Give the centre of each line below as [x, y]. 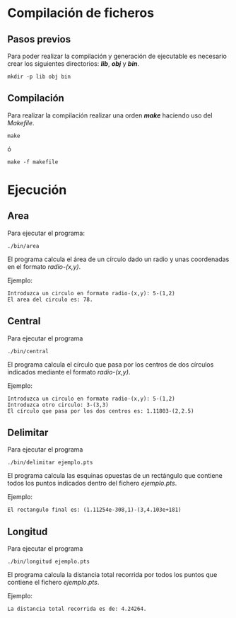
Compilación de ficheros [81, 13]
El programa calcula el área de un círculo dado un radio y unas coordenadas [118, 259]
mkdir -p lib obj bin [39, 76]
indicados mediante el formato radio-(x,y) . [69, 372]
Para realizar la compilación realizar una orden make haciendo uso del [110, 115]
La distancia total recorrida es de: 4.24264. [77, 609]
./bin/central [28, 351]
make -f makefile [33, 162]
